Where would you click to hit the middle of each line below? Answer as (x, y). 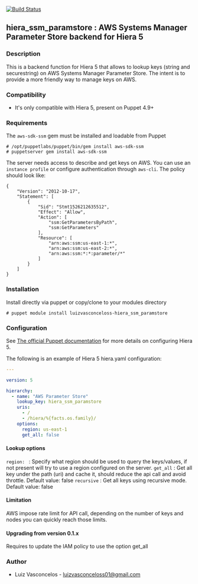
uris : (24, 407)
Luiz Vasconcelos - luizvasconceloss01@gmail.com (77, 575)
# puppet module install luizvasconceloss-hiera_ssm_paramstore (87, 313)
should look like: (26, 175)
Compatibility (26, 95)
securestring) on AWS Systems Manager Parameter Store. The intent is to (96, 73)
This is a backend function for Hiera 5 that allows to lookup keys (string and (98, 67)
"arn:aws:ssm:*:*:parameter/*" (87, 254)
